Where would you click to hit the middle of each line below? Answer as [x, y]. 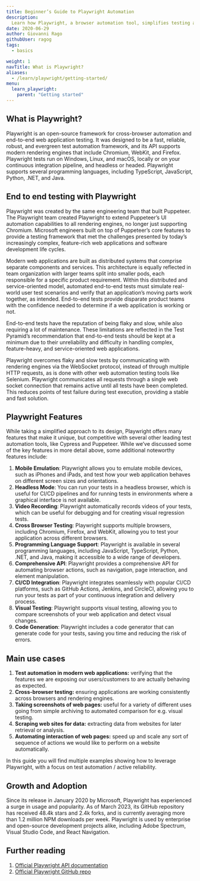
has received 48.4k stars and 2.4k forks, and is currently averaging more [96, 813]
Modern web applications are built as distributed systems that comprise [94, 261]
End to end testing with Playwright [71, 197]
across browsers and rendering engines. [64, 698]
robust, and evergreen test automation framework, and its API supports [93, 146]
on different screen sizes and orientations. [67, 481]
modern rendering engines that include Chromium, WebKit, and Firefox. [94, 152]
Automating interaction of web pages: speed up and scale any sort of [101, 736]
